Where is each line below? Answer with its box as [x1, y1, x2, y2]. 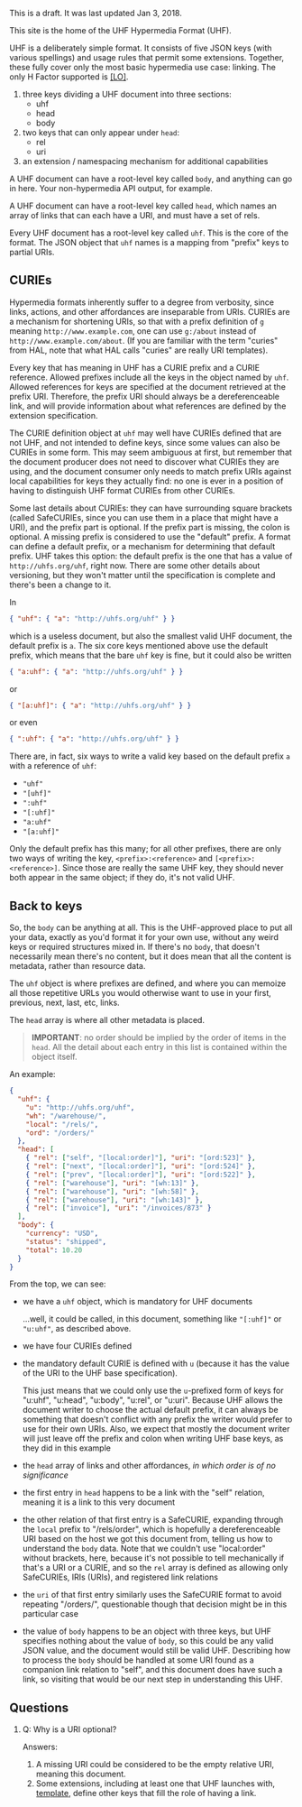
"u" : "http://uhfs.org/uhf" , [25, 1102, 135, 1112]
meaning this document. [35, 1768, 126, 1780]
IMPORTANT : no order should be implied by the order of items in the [31, 1032, 287, 1043]
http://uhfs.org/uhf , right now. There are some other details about [9, 559, 261, 571]
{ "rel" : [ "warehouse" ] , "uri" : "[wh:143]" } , [25, 1195, 204, 1204]
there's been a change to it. [9, 579, 112, 590]
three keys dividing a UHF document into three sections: [22, 89, 232, 99]
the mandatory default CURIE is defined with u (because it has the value [22, 1358, 290, 1369]
